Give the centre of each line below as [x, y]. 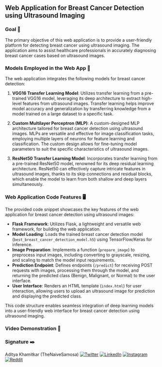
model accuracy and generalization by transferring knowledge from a [81, 108]
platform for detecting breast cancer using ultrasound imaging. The [72, 45]
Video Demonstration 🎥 [33, 329]
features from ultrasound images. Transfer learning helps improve [88, 103]
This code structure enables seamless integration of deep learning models [79, 306]
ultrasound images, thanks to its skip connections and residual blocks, [82, 174]
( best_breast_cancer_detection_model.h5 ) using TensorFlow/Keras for [82, 239]
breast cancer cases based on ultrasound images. [55, 55]
